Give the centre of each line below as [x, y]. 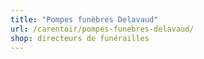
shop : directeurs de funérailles [80, 38]
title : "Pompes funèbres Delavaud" [84, 19]
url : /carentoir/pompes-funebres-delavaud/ [102, 29]
